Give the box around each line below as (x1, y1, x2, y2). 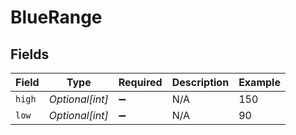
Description (171, 76, 230, 89)
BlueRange (10, 6, 103, 29)
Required (118, 76, 163, 89)
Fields (10, 46, 50, 63)
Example (238, 76, 281, 89)
